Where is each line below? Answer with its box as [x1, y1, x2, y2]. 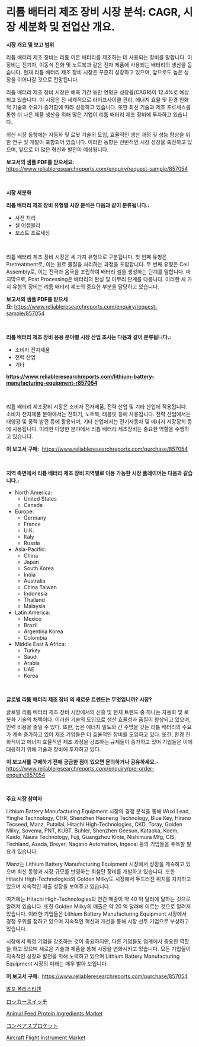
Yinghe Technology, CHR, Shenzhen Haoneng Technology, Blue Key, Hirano [6, 814, 191, 821]
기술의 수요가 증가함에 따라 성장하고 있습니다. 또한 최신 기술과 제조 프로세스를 [12, 103, 191, 111]
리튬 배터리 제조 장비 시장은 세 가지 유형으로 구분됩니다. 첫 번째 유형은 [6, 253, 167, 260]
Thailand [23, 596, 46, 603]
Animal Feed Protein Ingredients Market [6, 1010, 102, 1017]
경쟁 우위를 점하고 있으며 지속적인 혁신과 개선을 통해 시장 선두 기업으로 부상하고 [6, 917, 190, 925]
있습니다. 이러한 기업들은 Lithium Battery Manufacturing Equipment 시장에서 [6, 910, 187, 917]
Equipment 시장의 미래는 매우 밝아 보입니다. [6, 960, 108, 967]
